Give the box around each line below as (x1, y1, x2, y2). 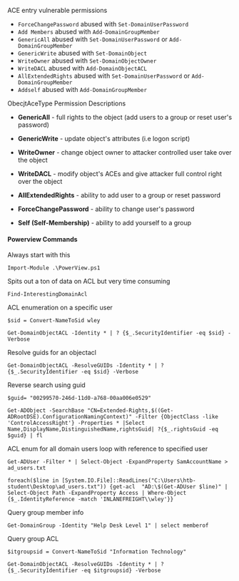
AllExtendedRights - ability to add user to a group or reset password (17, 191, 221, 199)
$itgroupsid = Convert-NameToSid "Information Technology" (7, 548, 187, 555)
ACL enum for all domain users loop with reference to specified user (7, 445, 208, 453)
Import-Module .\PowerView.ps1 (7, 264, 101, 272)
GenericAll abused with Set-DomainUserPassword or (17, 35, 168, 43)
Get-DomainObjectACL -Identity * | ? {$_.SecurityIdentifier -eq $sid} (7, 329, 225, 337)
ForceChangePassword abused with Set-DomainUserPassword (17, 20, 189, 28)
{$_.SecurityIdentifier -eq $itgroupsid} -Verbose (7, 567, 161, 575)
